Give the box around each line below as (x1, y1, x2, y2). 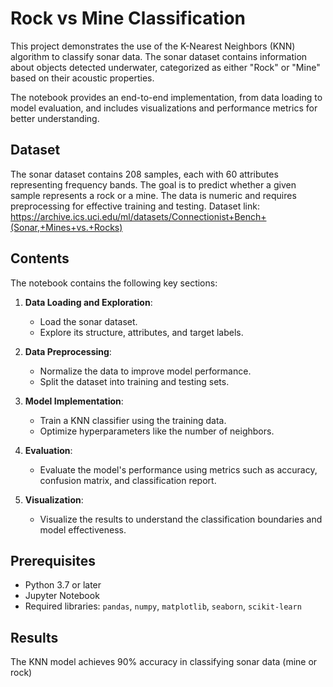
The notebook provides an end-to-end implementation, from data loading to (10, 91, 323, 103)
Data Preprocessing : (24, 345, 112, 357)
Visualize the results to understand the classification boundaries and (39, 513, 323, 525)
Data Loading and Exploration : (24, 296, 153, 308)
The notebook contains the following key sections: (10, 277, 218, 289)
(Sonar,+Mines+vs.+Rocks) (10, 221, 123, 233)
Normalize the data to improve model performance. (39, 365, 252, 377)
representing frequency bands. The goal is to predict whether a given (10, 178, 297, 191)
